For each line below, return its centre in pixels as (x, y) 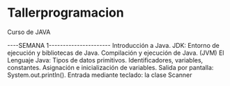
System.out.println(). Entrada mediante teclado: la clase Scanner (100, 75)
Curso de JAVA (29, 32)
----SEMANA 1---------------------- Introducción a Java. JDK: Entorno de (113, 45)
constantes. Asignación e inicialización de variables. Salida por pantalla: (110, 67)
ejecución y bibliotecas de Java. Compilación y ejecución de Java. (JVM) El (116, 53)
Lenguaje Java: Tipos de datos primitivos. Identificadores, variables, (105, 60)
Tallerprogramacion (66, 13)
